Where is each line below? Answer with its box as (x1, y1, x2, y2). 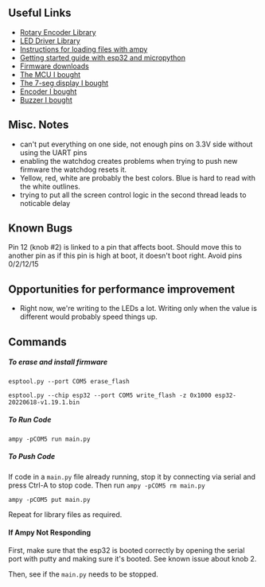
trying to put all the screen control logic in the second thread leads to (19, 190, 247, 200)
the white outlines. (19, 181, 81, 191)
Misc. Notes (8, 119, 69, 132)
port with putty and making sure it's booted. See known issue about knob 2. (8, 554, 257, 563)
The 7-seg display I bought (19, 78, 109, 87)
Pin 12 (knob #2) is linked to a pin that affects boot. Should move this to (8, 243, 242, 252)
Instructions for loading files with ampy (19, 44, 148, 54)
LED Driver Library (19, 36, 81, 45)
